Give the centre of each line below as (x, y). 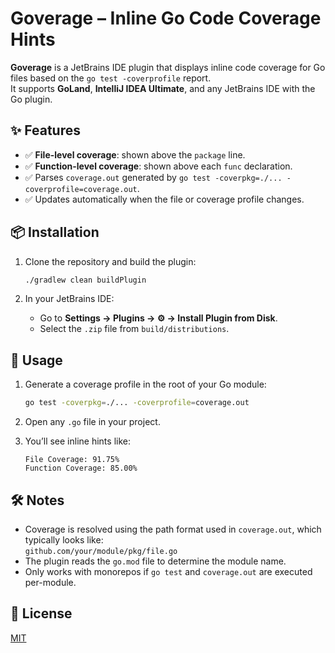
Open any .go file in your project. (92, 422)
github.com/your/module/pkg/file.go (101, 551)
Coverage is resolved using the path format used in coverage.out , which (173, 529)
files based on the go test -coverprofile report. (111, 78)
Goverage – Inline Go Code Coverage (166, 18)
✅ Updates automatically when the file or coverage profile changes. (164, 199)
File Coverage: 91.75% (72, 460)
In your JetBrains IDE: (69, 299)
